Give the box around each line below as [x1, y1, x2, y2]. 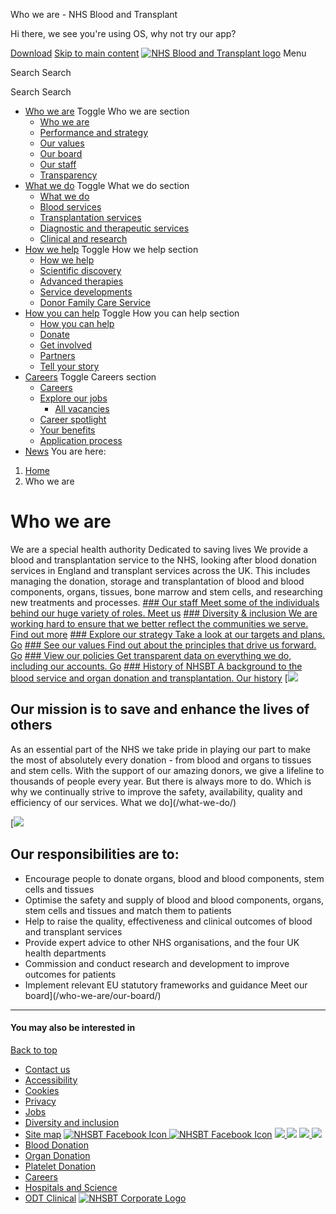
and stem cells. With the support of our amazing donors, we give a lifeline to [10, 764, 325, 776]
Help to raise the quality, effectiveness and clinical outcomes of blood [24, 915, 313, 927]
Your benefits [39, 424, 96, 436]
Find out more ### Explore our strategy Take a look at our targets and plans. [10, 628, 325, 640]
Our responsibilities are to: [10, 846, 180, 863]
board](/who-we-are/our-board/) [24, 989, 162, 1001]
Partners [39, 350, 76, 361]
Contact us [24, 1063, 71, 1075]
